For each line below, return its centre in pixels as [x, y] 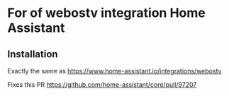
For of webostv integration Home [106, 13]
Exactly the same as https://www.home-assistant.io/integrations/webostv [114, 71]
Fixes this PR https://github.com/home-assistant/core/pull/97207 [102, 85]
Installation [33, 54]
